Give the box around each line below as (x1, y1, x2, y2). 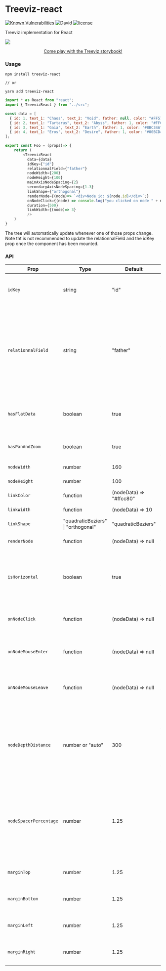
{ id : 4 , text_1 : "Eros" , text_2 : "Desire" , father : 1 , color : (9, 129, 143, 134)
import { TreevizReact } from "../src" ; (5, 102, 90, 107)
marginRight (7, 949, 36, 955)
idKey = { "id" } (27, 162, 54, 167)
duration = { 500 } (27, 203, 58, 208)
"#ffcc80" (112, 495, 135, 502)
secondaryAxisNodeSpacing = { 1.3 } (27, 184, 94, 190)
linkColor (7, 493, 31, 499)
